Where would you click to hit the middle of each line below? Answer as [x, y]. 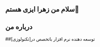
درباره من [19, 27]
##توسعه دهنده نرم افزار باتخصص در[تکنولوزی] [50, 39]
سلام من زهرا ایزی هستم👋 [42, 9]
